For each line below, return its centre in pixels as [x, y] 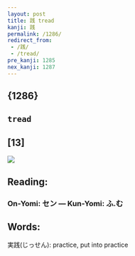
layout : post [27, 14]
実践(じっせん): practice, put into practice [68, 245]
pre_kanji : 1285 [31, 61]
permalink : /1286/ [34, 34]
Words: [24, 226]
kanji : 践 [21, 27]
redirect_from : [30, 41]
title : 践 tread [31, 21]
